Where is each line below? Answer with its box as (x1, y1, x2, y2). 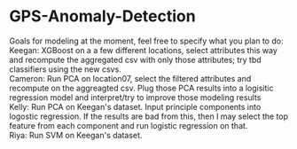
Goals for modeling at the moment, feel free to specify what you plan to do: (9, 35, 284, 46)
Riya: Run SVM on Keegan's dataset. (9, 129, 143, 140)
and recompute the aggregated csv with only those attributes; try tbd (9, 54, 262, 65)
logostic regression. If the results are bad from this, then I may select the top (9, 111, 289, 122)
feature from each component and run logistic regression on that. (9, 120, 248, 130)
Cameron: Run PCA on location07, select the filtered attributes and (9, 73, 252, 83)
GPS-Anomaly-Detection (9, 6, 197, 27)
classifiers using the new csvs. (9, 64, 121, 74)
